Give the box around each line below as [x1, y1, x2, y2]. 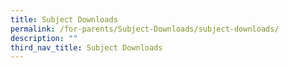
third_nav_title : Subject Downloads [10, 42, 163, 53]
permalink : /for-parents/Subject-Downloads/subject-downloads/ [10, 24, 280, 34]
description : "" [10, 33, 78, 43]
